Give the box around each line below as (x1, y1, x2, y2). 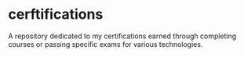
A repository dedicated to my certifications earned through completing (8, 31, 237, 41)
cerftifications (8, 5, 104, 23)
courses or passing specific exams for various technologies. (8, 39, 203, 48)
